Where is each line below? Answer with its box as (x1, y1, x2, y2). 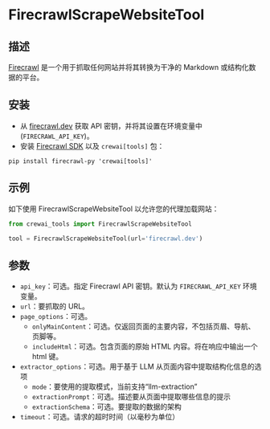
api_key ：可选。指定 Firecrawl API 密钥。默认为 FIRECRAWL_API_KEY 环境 (19, 281, 257, 291)
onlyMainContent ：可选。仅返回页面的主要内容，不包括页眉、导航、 (31, 321, 256, 331)
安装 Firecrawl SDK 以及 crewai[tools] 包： (19, 141, 165, 150)
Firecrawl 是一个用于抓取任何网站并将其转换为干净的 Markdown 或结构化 (8, 63, 249, 71)
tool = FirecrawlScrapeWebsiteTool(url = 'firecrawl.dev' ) (8, 235, 203, 243)
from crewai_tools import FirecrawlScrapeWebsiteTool (8, 219, 193, 228)
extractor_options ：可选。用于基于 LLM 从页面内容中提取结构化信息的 (19, 362, 255, 371)
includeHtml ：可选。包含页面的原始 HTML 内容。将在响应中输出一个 (31, 341, 259, 351)
